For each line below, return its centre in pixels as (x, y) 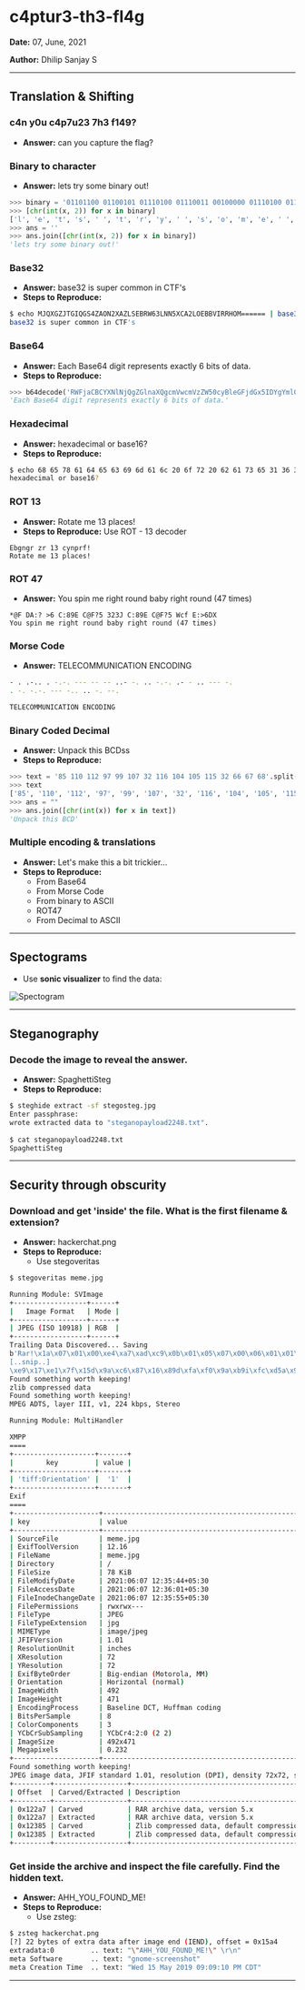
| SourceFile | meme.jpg (75, 1539)
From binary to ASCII (75, 900)
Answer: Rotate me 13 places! (79, 521)
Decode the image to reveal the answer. (98, 1060)
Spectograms (49, 957)
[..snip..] (30, 1362)
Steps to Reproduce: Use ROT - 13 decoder (105, 531)
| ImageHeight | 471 (64, 1699)
